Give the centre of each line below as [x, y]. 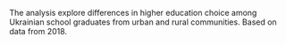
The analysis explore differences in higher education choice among [133, 13]
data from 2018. [38, 31]
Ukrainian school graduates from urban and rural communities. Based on [143, 22]
